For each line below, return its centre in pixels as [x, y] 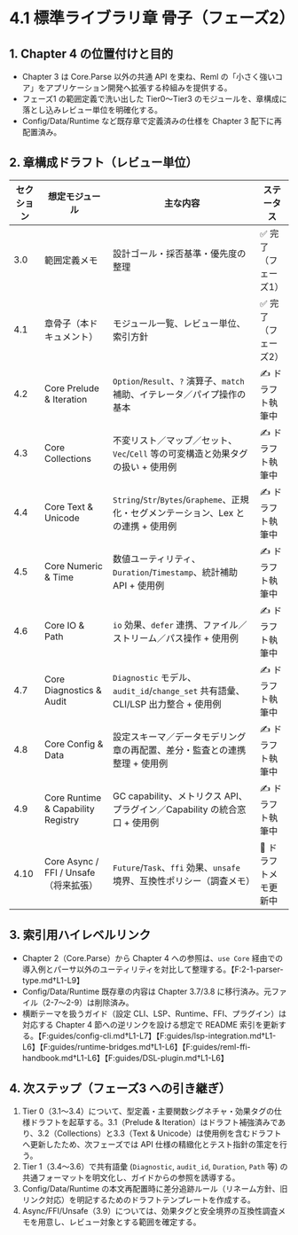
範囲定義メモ [71, 260]
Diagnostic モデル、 [154, 677]
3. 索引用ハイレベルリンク [80, 935]
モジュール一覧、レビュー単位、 [179, 323]
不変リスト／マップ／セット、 [175, 441]
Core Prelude [72, 388]
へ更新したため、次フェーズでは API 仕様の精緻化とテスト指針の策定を [151, 1145]
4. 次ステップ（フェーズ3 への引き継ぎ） [120, 1088]
